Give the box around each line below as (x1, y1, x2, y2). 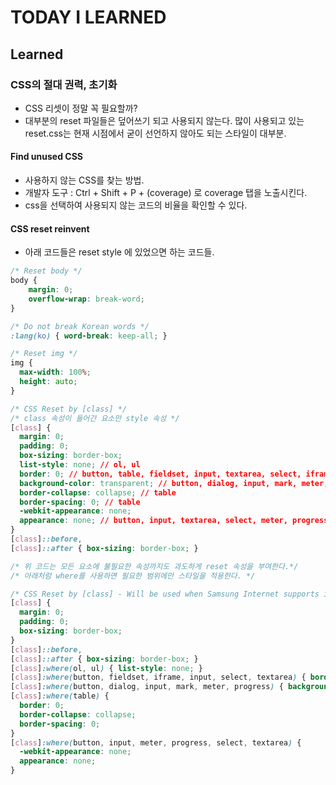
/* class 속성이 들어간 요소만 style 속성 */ (10, 413, 180, 423)
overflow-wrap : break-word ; (28, 294, 145, 304)
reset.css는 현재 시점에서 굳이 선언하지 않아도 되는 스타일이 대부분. (24, 127, 287, 139)
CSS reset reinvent (10, 222, 90, 235)
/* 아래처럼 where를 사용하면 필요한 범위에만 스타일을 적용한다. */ (10, 571, 256, 581)
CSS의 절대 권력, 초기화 (10, 77, 118, 91)
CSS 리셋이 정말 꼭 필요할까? (24, 102, 138, 114)
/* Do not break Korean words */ (10, 321, 150, 331)
